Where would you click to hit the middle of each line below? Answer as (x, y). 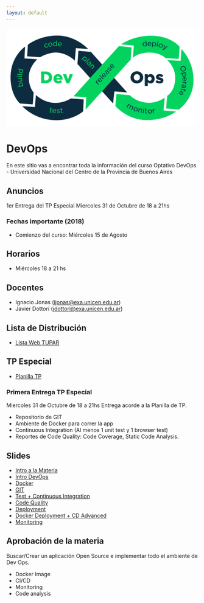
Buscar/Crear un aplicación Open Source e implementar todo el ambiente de (102, 556)
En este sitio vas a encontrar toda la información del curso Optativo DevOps (101, 166)
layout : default (27, 13)
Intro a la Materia (36, 470)
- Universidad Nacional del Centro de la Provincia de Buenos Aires (90, 172)
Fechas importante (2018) (45, 221)
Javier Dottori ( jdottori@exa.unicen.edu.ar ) (69, 309)
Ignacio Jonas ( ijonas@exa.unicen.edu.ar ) (68, 302)
